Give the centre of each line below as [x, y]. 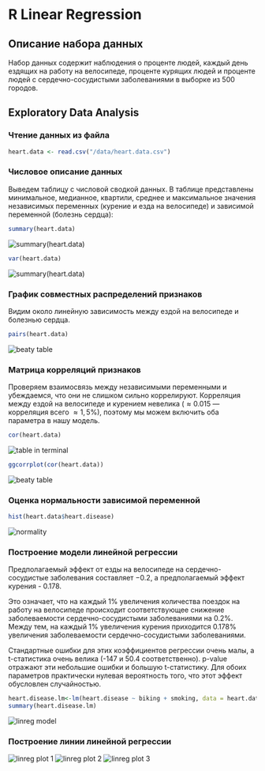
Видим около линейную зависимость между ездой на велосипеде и [123, 311]
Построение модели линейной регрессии [93, 552]
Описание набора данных [76, 44]
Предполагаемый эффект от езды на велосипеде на [96, 569]
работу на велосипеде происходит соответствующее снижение [116, 610]
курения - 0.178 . [35, 586]
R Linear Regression [75, 15]
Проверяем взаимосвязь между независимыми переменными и [118, 387]
